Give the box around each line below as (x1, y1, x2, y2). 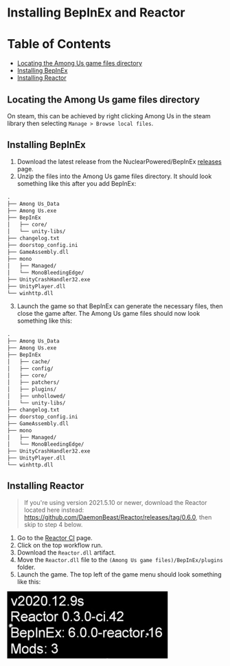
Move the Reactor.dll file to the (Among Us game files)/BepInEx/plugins (16, 555, 223, 563)
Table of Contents (7, 36, 111, 52)
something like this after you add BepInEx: (16, 179, 137, 187)
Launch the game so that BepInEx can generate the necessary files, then (16, 301, 223, 310)
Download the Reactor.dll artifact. (16, 548, 116, 557)
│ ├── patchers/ (7, 378, 60, 386)
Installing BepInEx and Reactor (7, 5, 185, 21)
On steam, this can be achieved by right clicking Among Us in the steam (7, 111, 211, 120)
